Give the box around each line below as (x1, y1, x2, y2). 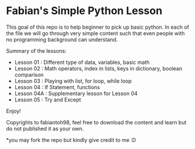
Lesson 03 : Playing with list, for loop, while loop (14, 77, 132, 84)
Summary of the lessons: (6, 47, 66, 54)
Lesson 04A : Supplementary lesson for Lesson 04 (14, 90, 138, 97)
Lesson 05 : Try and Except (14, 96, 81, 103)
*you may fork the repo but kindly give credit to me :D (6, 136, 136, 143)
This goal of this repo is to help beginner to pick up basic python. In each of (6, 23, 190, 31)
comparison (14, 71, 44, 78)
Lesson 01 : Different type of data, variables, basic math (14, 59, 150, 66)
